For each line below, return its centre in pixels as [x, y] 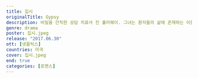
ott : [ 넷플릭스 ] [24, 45]
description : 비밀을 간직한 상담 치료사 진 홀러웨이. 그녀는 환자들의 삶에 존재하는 [95, 22]
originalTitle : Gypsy [33, 17]
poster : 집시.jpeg [27, 33]
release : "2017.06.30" [34, 39]
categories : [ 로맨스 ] [31, 66]
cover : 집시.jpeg [26, 55]
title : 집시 [20, 11]
